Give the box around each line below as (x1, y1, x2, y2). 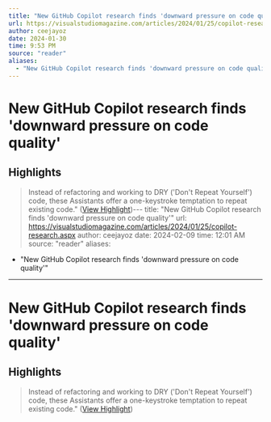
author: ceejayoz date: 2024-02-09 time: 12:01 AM (77, 230, 246, 239)
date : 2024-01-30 (8, 34, 67, 43)
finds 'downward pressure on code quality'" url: (27, 213, 187, 222)
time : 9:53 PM (8, 42, 56, 50)
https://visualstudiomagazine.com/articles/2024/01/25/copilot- (27, 222, 238, 231)
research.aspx (27, 230, 77, 239)
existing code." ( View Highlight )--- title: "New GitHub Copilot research (27, 204, 262, 214)
